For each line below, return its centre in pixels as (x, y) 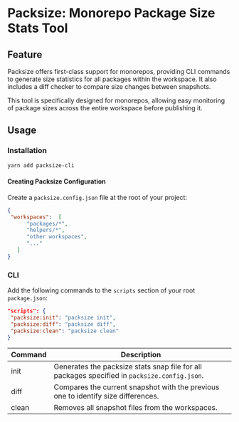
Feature (25, 54)
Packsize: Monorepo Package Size (111, 13)
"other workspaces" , (57, 237)
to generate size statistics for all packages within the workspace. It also (112, 79)
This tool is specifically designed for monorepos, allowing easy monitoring (116, 100)
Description (141, 355)
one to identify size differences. (106, 396)
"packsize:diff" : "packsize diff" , (63, 324)
